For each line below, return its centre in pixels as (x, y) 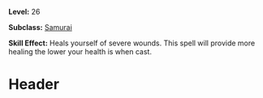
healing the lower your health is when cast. (80, 51)
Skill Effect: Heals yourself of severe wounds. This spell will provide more (132, 43)
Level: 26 (24, 12)
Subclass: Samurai (41, 27)
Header (34, 85)
